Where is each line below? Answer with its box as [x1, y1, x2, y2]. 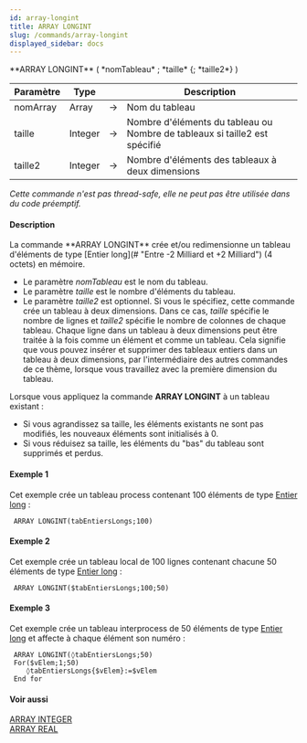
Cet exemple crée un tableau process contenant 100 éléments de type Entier [9, 489, 298, 500]
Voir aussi [9, 694, 48, 705]
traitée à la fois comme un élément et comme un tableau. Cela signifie [22, 334, 286, 345]
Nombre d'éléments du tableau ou [126, 116, 273, 129]
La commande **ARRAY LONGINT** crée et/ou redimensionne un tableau [9, 239, 291, 250]
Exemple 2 [9, 536, 50, 547]
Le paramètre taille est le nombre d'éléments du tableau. [22, 286, 236, 297]
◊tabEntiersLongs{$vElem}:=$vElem [26, 666, 157, 676]
